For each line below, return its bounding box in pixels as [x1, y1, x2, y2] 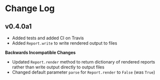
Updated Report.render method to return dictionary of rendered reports [12, 59, 155, 64]
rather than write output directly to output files [12, 64, 105, 70]
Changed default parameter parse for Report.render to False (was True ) [12, 69, 155, 75]
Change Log [5, 3, 55, 14]
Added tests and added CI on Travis [12, 35, 84, 41]
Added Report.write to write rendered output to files [12, 40, 117, 46]
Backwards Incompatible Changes [5, 49, 76, 55]
